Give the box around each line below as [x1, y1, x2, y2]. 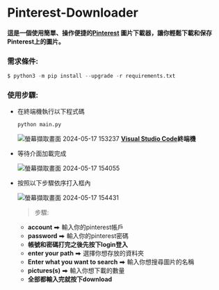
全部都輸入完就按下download [27, 275, 113, 284]
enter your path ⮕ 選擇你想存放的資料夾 [27, 249, 145, 257]
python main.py [17, 121, 62, 128]
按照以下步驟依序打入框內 [17, 179, 91, 187]
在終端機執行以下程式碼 [17, 108, 85, 116]
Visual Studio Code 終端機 [120, 135, 196, 143]
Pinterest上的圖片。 [7, 37, 65, 46]
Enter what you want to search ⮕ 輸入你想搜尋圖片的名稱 [27, 258, 195, 266]
